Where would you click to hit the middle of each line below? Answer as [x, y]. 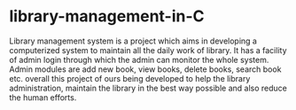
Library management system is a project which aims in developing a [133, 41]
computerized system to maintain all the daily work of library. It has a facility [148, 50]
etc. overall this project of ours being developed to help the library [130, 78]
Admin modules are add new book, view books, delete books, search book [145, 69]
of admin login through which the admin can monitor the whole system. [139, 59]
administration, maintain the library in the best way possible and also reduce [148, 88]
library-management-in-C [107, 16]
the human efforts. [43, 97]
